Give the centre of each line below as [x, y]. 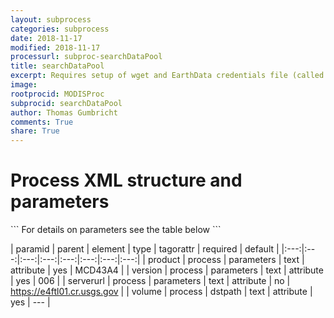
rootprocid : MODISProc [57, 94]
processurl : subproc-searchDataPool [86, 57]
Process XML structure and [126, 180]
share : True [35, 131]
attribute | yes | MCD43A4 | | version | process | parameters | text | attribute [167, 270]
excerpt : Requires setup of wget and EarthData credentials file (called [167, 76]
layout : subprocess [51, 19]
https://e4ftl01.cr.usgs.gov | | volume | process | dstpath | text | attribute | [161, 292]
